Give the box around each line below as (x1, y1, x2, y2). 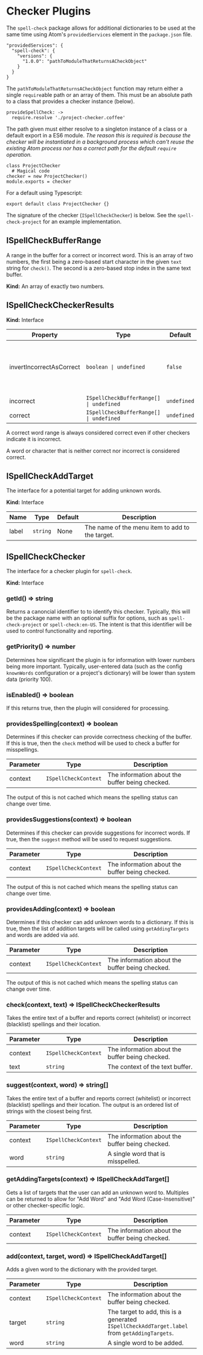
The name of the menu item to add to (84, 523, 190, 532)
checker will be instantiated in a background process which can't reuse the (6, 138, 195, 145)
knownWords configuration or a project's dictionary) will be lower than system (6, 669, 196, 676)
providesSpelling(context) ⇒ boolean (6, 720, 118, 727)
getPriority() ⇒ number (6, 643, 76, 651)
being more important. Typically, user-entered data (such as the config (6, 663, 182, 670)
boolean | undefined (86, 363, 145, 370)
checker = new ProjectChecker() (6, 173, 88, 179)
